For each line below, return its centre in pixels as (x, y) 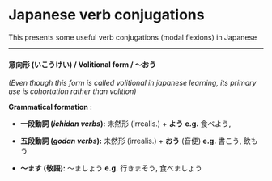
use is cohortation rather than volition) (72, 91)
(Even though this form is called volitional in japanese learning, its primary (132, 83)
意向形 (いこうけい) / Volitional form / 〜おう (82, 64)
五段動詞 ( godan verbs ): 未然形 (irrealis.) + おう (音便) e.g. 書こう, (131, 141)
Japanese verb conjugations (106, 15)
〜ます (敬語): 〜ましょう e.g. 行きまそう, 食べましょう (111, 168)
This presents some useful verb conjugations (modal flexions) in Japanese (133, 37)
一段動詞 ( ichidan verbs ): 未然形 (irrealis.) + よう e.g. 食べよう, (125, 124)
